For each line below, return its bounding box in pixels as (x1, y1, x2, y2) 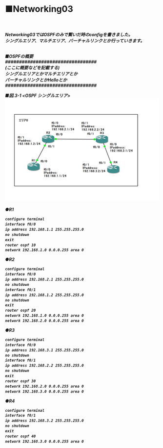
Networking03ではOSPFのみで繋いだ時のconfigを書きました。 (5, 31, 133, 37)
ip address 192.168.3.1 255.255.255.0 (5, 348, 84, 352)
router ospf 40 (5, 434, 36, 439)
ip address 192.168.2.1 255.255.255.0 (5, 277, 84, 282)
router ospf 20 (5, 308, 36, 313)
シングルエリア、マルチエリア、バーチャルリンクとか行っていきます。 (5, 38, 145, 44)
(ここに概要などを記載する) (5, 65, 60, 71)
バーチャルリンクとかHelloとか (5, 77, 67, 83)
